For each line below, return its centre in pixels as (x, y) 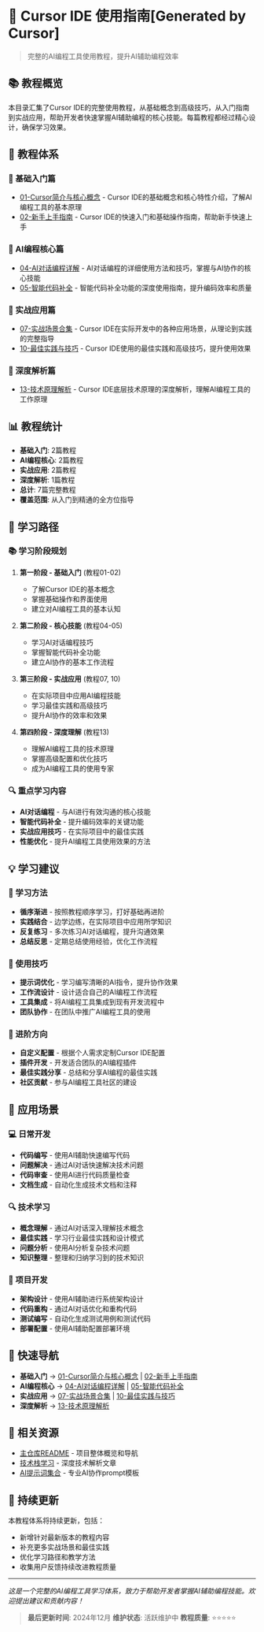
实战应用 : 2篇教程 (48, 470)
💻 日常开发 (29, 1134)
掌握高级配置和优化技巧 (69, 758)
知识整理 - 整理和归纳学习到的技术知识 (82, 1258)
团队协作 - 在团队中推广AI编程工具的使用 (85, 1012)
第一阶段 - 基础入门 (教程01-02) (70, 572)
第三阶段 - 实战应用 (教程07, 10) (70, 678)
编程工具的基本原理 (51, 207)
